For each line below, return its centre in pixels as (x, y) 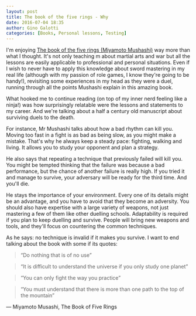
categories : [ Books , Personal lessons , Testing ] (66, 33)
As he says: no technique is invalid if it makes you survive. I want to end (93, 237)
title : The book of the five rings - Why (57, 17)
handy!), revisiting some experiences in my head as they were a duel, (90, 81)
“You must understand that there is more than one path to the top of (102, 289)
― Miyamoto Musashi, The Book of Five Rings (61, 307)
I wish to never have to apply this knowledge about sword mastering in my (96, 69)
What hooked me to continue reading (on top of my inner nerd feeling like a (97, 99)
